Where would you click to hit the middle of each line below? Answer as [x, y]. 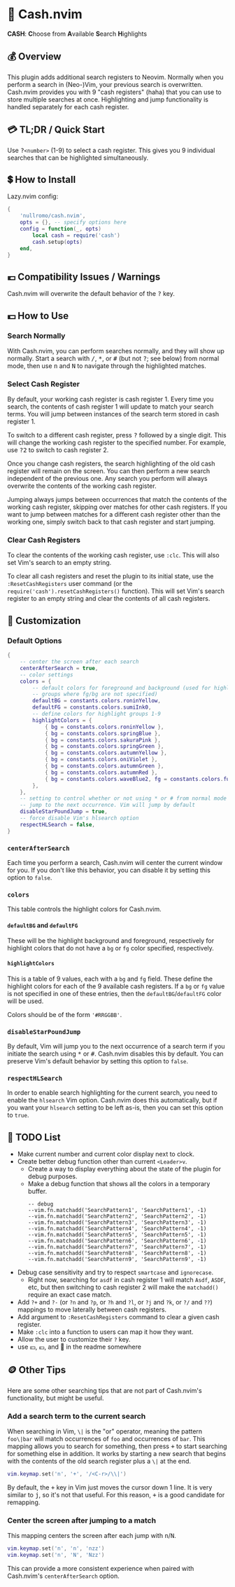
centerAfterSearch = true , [59, 668]
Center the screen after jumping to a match [81, 1520]
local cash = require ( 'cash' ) [76, 235]
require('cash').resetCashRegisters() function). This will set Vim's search [116, 591]
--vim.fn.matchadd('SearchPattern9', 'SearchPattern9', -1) [117, 1260]
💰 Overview [34, 56]
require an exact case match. [70, 1295]
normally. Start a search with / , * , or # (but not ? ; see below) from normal [113, 358]
